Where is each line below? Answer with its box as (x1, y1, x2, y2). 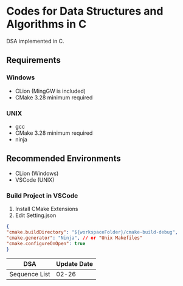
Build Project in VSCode (6, 191, 78, 199)
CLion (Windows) (15, 170, 59, 177)
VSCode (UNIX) (15, 176, 55, 184)
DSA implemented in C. (6, 37, 65, 45)
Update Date (56, 260, 93, 268)
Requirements (6, 55, 61, 65)
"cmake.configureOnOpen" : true (6, 240, 86, 246)
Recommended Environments (6, 154, 121, 164)
